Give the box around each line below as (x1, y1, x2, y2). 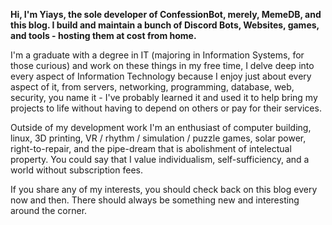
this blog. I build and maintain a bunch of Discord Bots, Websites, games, (10, 19, 320, 31)
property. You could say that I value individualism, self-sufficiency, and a (10, 154, 310, 165)
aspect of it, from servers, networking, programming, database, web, (10, 81, 295, 93)
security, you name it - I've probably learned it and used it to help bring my (10, 92, 318, 103)
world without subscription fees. (10, 164, 143, 176)
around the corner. (10, 205, 88, 216)
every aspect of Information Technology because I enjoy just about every (10, 70, 312, 82)
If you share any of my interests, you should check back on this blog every (10, 184, 318, 195)
